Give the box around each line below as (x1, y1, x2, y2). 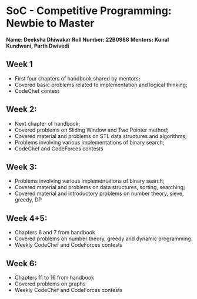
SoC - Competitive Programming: (6, 4, 172, 18)
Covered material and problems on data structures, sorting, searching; (14, 184, 185, 191)
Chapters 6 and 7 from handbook (14, 229, 95, 236)
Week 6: (6, 258, 37, 268)
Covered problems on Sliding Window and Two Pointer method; (14, 126, 169, 133)
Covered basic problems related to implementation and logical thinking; (14, 81, 188, 88)
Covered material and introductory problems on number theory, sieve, (14, 190, 184, 197)
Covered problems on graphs (14, 280, 86, 287)
